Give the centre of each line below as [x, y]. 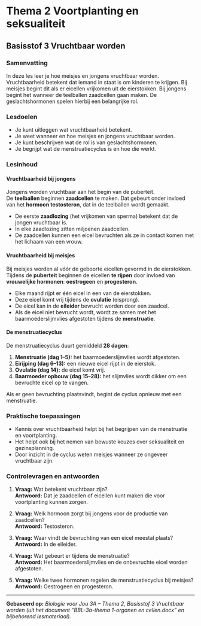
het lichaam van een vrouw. [49, 242]
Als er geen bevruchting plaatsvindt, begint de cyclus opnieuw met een [94, 394]
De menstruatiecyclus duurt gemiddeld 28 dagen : [68, 345]
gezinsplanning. [34, 448]
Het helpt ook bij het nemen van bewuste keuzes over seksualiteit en [99, 442]
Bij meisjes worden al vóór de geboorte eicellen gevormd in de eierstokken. [99, 269]
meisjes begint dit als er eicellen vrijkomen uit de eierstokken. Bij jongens [96, 89]
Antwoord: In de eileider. [46, 544]
